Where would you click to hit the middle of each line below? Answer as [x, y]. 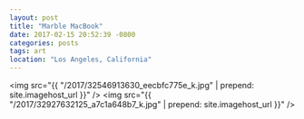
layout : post [34, 18]
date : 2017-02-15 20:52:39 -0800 [73, 34]
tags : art [28, 51]
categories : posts [44, 43]
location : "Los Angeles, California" [81, 59]
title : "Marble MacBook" [56, 26]
